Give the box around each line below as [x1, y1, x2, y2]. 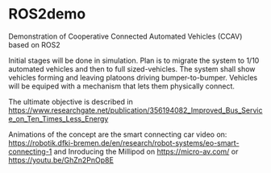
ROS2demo [8, 5, 86, 23]
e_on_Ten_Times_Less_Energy [8, 113, 109, 123]
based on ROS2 [8, 39, 60, 49]
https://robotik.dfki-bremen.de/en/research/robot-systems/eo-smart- [8, 138, 240, 147]
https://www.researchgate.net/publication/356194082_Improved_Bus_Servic [8, 105, 263, 115]
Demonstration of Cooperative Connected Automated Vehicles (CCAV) [8, 31, 243, 41]
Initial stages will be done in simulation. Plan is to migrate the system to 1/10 [8, 56, 260, 65]
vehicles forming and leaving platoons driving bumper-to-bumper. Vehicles [8, 72, 258, 82]
